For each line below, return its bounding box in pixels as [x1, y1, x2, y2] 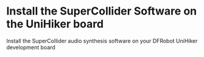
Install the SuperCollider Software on [6, 4, 197, 18]
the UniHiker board [6, 17, 104, 31]
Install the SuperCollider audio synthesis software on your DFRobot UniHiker [6, 37, 198, 44]
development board [6, 44, 56, 51]
